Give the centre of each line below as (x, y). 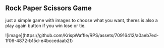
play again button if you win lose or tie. (45, 25)
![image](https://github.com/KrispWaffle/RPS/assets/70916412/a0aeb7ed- (82, 35)
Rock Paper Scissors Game (48, 8)
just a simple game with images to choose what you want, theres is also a (81, 20)
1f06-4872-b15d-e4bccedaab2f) (39, 40)
